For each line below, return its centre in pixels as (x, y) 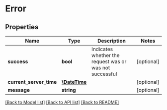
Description (112, 41)
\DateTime (74, 82)
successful (104, 74)
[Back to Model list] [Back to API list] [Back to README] (62, 102)
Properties (22, 27)
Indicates (102, 49)
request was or (109, 61)
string (69, 90)
